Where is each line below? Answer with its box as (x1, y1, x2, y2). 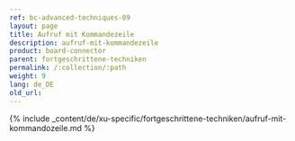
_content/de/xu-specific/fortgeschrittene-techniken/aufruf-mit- (51, 113, 287, 124)
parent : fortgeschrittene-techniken (9, 55, 147, 64)
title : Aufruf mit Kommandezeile (9, 30, 135, 39)
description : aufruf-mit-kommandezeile (9, 38, 159, 48)
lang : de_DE (9, 80, 54, 89)
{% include (9, 113, 50, 124)
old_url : (9, 88, 42, 97)
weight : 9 (9, 72, 47, 81)
